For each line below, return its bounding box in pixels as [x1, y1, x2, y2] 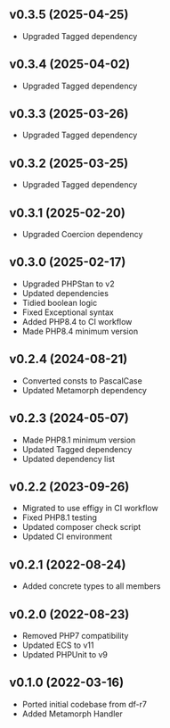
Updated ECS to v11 [21, 640, 94, 650]
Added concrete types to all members [21, 581, 161, 591]
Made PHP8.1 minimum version [21, 434, 136, 445]
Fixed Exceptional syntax [21, 307, 114, 318]
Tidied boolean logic [21, 297, 98, 308]
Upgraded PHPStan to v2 [21, 278, 115, 289]
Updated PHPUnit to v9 [21, 649, 109, 659]
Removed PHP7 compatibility [21, 630, 129, 641]
